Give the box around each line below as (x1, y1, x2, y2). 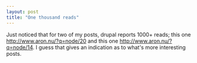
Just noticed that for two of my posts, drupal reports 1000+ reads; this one (6, 31, 191, 38)
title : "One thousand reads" (6, 14, 79, 20)
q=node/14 (6, 43, 33, 51)
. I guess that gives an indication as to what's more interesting (32, 43, 186, 51)
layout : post (6, 8, 39, 15)
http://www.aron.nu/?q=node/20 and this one (6, 37, 119, 44)
